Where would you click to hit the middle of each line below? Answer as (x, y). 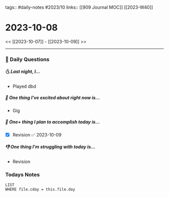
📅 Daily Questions (27, 59)
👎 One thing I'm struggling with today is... (50, 147)
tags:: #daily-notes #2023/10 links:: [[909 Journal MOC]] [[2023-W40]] (79, 7)
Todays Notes (23, 174)
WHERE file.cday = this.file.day (40, 189)
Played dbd (24, 86)
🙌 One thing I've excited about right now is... (53, 98)
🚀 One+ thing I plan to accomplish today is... (53, 122)
